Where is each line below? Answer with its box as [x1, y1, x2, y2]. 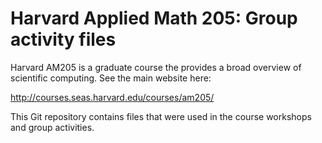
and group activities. [10, 121, 95, 133]
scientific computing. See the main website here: [10, 72, 212, 84]
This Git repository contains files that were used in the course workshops [10, 110, 312, 122]
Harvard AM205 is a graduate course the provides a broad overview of [10, 61, 302, 73]
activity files [10, 28, 117, 51]
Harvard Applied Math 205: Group [10, 7, 298, 30]
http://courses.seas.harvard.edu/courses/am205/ [10, 91, 215, 103]
